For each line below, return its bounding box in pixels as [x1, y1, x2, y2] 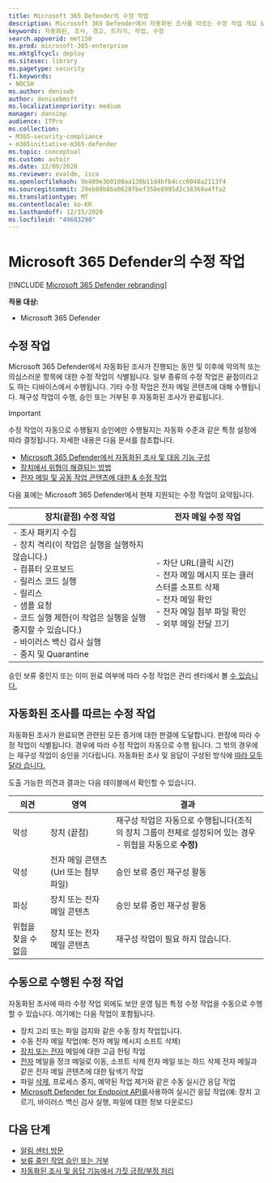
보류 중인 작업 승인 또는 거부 [19, 1156, 109, 1166]
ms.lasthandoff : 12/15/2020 [8, 208, 104, 216]
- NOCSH [8, 79, 35, 88]
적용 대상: [8, 297, 39, 306]
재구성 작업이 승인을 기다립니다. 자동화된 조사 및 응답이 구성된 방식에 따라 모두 [16, 750, 263, 760]
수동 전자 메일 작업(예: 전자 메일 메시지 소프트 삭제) [19, 1035, 181, 1046]
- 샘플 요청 [12, 600, 53, 611]
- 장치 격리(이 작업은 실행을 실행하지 [12, 539, 144, 550]
